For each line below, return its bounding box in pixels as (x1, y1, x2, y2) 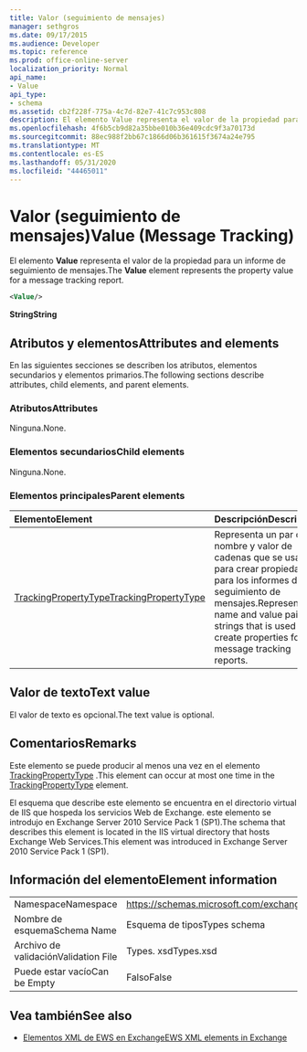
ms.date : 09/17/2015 (9, 30, 89, 39)
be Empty (14, 977, 56, 990)
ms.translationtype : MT (9, 141, 101, 150)
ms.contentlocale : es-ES (9, 149, 104, 158)
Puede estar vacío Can (14, 965, 110, 978)
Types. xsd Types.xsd (126, 945, 217, 958)
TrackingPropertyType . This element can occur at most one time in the (9, 770, 276, 781)
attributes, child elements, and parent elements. (9, 379, 189, 389)
